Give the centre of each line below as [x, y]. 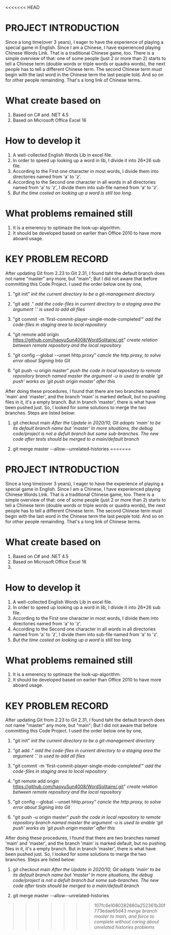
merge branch [142, 911]
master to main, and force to [124, 916]
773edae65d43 [110, 911]
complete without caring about [127, 922]
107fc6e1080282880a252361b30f [130, 905]
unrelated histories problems [124, 927]
